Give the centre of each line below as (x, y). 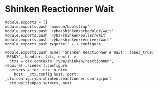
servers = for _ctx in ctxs (39, 70)
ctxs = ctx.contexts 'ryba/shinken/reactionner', (62, 61)
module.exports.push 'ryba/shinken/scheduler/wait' (59, 31)
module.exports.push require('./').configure (53, 44)
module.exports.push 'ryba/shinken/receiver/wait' (58, 40)
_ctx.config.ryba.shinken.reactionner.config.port (58, 78)
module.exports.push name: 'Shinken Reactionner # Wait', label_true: (79, 52)
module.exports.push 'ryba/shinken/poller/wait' (56, 35)
